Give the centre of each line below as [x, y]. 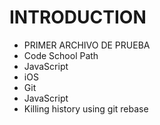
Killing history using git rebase [86, 108]
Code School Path [61, 55]
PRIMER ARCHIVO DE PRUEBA [87, 45]
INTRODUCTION [78, 17]
